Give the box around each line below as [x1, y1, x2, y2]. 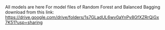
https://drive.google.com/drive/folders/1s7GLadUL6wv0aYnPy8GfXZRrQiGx [5, 15, 160, 20]
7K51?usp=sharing [5, 19, 43, 25]
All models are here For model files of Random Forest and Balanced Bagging [5, 4, 161, 10]
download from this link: [5, 9, 54, 15]
